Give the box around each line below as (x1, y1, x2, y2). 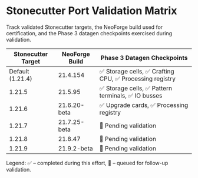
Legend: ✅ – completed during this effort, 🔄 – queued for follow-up (6, 159, 169, 166)
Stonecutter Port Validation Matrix (6, 4, 177, 18)
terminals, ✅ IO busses (99, 91, 163, 99)
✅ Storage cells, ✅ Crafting (99, 67, 175, 75)
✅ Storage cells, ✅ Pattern (99, 84, 173, 92)
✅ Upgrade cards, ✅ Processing (99, 101, 189, 109)
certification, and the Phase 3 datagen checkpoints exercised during (6, 29, 173, 36)
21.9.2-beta (58, 144, 93, 152)
